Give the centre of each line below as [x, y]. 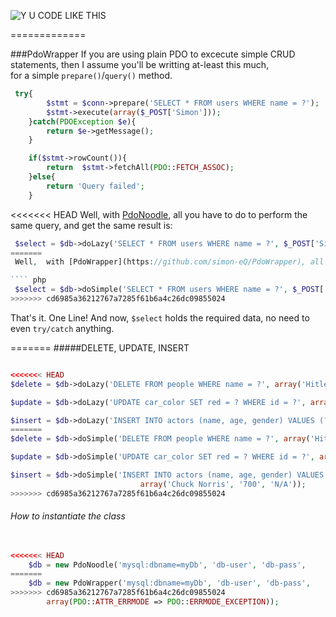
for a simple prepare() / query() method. [91, 75]
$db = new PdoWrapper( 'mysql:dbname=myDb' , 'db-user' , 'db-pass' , [169, 583]
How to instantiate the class [68, 516]
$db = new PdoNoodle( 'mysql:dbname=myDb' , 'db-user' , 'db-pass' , [167, 565]
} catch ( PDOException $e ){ [82, 121]
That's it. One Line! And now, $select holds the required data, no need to [160, 317]
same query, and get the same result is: [91, 225]
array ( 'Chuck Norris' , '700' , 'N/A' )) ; [223, 484]
